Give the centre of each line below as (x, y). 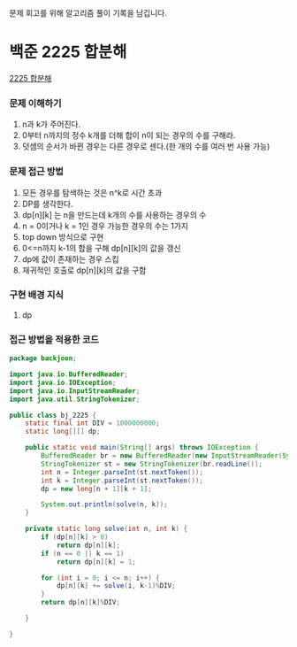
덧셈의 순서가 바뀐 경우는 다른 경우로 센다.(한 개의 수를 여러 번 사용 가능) (146, 146)
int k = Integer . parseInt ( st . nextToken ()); (122, 481)
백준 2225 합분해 (68, 52)
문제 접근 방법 (37, 172)
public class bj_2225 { (53, 415)
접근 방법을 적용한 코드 (54, 339)
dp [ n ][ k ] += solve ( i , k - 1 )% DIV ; (116, 586)
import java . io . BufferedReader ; (69, 374)
